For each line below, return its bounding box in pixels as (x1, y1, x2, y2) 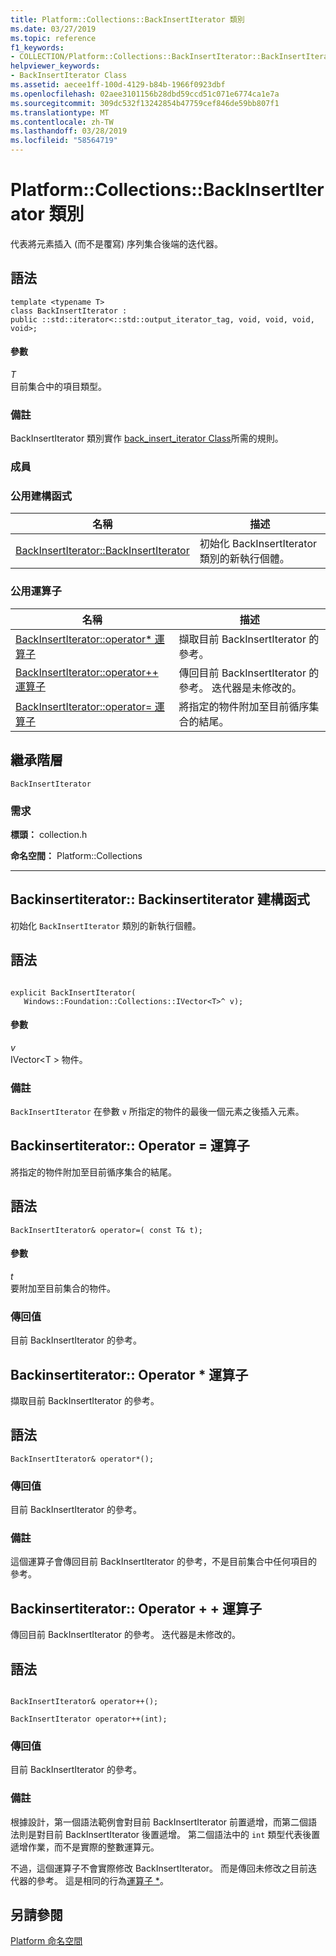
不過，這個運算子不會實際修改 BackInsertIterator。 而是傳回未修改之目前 (10, 1862, 309, 1874)
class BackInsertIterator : (10, 306, 128, 316)
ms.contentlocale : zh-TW (10, 117, 114, 127)
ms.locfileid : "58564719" (10, 136, 118, 146)
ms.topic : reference (10, 33, 97, 43)
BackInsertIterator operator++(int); (10, 1714, 168, 1724)
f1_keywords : (10, 42, 65, 53)
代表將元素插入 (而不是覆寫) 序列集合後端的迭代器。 (10, 237, 224, 250)
